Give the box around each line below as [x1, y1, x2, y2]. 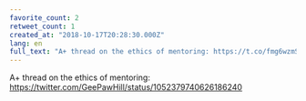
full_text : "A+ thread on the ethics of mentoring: [9, 47, 209, 56]
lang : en [9, 38, 43, 48]
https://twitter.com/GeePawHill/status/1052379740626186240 [9, 82, 243, 93]
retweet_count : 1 [9, 22, 76, 31]
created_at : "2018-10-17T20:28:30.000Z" [9, 30, 166, 39]
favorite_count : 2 [9, 13, 79, 23]
